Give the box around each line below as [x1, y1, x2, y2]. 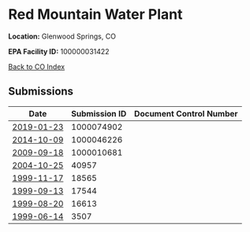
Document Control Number [133, 108, 238, 119]
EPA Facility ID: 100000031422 [8, 46, 110, 56]
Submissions [8, 85, 73, 98]
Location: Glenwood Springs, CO [8, 31, 117, 41]
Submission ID [70, 108, 127, 119]
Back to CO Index [8, 61, 65, 72]
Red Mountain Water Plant [8, 6, 183, 24]
